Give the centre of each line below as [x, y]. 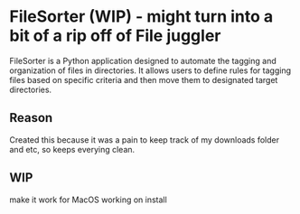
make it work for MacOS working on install [88, 200]
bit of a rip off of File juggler [115, 36]
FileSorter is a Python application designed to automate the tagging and [143, 60]
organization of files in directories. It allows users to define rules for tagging [150, 70]
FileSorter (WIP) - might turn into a [141, 17]
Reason [31, 118]
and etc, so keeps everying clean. [72, 149]
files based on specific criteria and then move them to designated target [144, 79]
